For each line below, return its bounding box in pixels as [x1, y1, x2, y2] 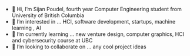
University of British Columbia [11, 12, 84, 19]
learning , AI [11, 24, 41, 31]
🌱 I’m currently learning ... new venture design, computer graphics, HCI [11, 31, 184, 38]
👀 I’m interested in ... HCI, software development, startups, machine [11, 18, 176, 25]
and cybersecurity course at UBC [11, 37, 93, 44]
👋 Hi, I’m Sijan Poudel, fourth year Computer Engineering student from [11, 6, 182, 12]
